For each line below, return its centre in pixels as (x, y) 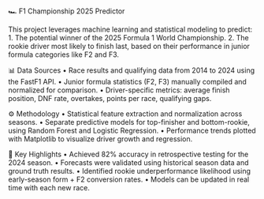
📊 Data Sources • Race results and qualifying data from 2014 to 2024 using (132, 70)
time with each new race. (49, 188)
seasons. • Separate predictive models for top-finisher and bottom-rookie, (129, 122)
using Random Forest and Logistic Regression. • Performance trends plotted (132, 130)
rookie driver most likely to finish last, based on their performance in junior (129, 46)
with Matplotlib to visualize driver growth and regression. (100, 139)
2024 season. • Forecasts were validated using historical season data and (129, 163)
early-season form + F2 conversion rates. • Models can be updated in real (129, 179)
